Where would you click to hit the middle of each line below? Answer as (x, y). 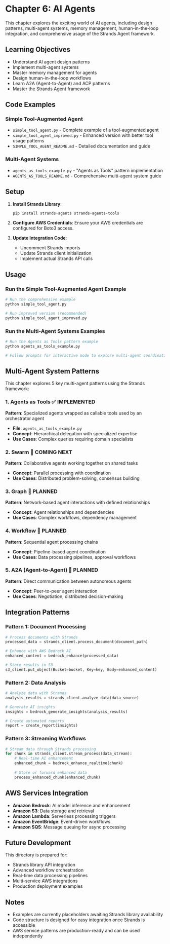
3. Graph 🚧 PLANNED (31, 491)
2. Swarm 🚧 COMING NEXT (39, 452)
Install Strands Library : (37, 204)
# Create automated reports (35, 721)
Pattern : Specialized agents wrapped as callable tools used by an (74, 413)
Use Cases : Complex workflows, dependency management (75, 518)
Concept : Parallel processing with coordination (62, 473)
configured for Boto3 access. (43, 228)
